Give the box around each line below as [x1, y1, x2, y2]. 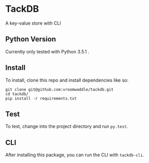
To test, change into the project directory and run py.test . [5, 124, 128, 130]
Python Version [5, 35, 57, 44]
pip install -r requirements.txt [5, 96, 77, 101]
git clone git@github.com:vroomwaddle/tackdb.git [5, 87, 114, 92]
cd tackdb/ [5, 91, 29, 96]
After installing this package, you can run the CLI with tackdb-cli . [5, 152, 144, 158]
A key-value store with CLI [5, 20, 61, 26]
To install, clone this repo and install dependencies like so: [5, 77, 129, 83]
